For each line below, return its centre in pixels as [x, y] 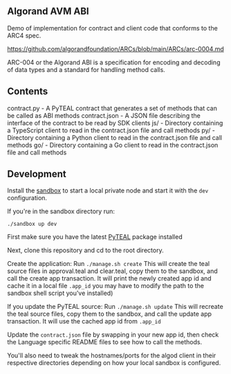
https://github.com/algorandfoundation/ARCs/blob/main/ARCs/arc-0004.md [116, 48]
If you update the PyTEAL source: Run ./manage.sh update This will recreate [115, 307]
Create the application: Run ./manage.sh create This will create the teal [108, 264]
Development [37, 174]
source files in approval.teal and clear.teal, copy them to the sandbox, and [112, 271]
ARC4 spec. [24, 35]
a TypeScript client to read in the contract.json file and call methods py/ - [111, 130]
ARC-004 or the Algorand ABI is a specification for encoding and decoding [114, 62]
